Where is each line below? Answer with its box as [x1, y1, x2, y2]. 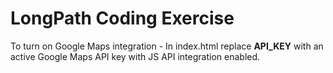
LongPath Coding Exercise [10, 7, 235, 30]
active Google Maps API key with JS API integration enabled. [10, 50, 261, 62]
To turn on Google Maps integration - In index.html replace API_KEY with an [10, 40, 324, 52]
